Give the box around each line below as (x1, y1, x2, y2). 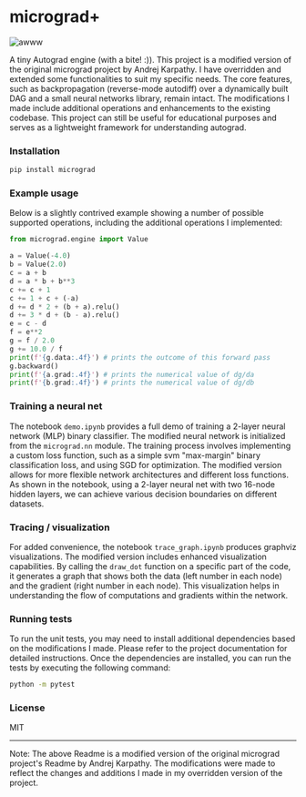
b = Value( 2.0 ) (9, 260, 67, 270)
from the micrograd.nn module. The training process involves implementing (9, 440, 291, 451)
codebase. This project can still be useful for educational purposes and (9, 112, 277, 123)
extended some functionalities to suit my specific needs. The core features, (9, 73, 293, 84)
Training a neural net (9, 400, 103, 413)
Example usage (9, 187, 79, 199)
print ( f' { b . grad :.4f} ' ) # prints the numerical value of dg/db (9, 378, 255, 388)
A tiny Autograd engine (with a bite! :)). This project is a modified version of (9, 54, 291, 65)
